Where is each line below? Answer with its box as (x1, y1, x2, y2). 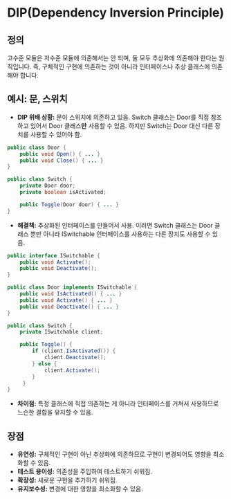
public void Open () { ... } (19, 150, 100, 157)
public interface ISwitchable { (7, 252, 100, 259)
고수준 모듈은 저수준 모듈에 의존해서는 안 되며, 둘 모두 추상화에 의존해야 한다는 (7, 54, 218, 62)
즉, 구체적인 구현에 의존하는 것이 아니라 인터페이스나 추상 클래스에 (33, 62, 210, 71)
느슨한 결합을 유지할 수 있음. (17, 408, 93, 417)
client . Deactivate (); (44, 354, 107, 361)
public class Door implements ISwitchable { (7, 284, 138, 291)
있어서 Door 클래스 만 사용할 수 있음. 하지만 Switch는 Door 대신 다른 (30, 121, 214, 129)
